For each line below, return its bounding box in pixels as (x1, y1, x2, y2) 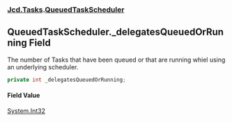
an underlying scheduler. (7, 62, 79, 71)
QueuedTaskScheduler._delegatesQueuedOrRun (7, 26, 224, 38)
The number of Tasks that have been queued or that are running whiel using (7, 55, 226, 64)
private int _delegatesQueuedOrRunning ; (7, 76, 127, 83)
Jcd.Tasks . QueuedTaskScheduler (7, 5, 125, 15)
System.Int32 (7, 106, 45, 115)
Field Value (7, 91, 40, 100)
